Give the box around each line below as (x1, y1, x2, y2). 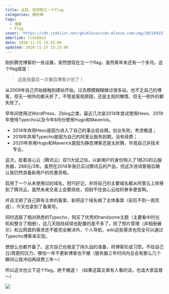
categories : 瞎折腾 (5, 12, 44, 17)
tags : (5, 17, 17, 22)
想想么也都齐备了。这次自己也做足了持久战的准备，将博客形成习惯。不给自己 (5, 244, 164, 250)
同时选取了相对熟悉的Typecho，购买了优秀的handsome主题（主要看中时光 (5, 214, 160, 220)
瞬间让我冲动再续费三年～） (5, 256, 63, 262)
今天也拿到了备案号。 (16, 203, 60, 209)
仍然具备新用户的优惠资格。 (14, 169, 71, 175)
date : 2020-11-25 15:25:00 (5, 40, 62, 45)
